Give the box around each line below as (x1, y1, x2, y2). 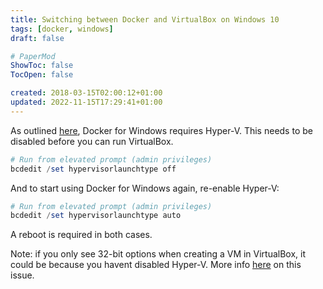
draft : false (10, 33, 65, 43)
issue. (10, 269, 35, 281)
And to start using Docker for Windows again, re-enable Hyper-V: (10, 182, 280, 194)
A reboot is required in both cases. (10, 229, 153, 241)
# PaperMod (10, 51, 56, 61)
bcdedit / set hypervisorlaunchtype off (10, 164, 177, 174)
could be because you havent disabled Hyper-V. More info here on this (10, 259, 302, 271)
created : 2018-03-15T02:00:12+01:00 (10, 88, 163, 98)
